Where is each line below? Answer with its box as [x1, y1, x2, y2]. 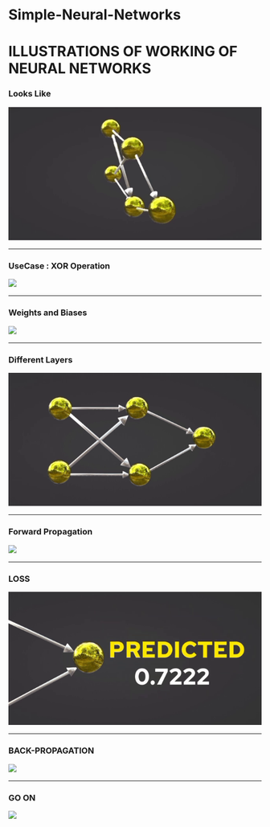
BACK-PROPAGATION [8, 745, 95, 756]
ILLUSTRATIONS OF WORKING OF [8, 43, 239, 61]
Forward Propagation [8, 526, 93, 538]
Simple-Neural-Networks [8, 6, 182, 24]
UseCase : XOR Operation [8, 260, 111, 271]
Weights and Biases [8, 307, 88, 318]
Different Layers [8, 354, 73, 365]
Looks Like [8, 88, 51, 100]
